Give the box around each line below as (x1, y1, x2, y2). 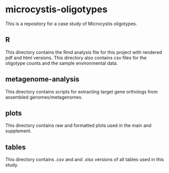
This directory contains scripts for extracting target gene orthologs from (5, 88, 158, 94)
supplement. (5, 128, 32, 134)
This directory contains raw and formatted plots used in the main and (5, 122, 152, 129)
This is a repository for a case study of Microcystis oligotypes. (5, 21, 138, 27)
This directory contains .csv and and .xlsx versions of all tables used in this (5, 157, 164, 163)
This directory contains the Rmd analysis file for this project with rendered (5, 49, 162, 55)
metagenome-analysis (5, 75, 80, 84)
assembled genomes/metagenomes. (5, 94, 83, 100)
